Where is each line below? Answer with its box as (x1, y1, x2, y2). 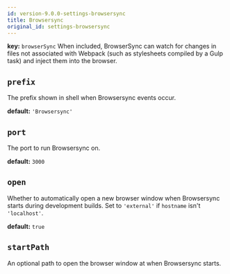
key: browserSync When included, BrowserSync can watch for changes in (7, 42, 217, 51)
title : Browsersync (7, 17, 64, 24)
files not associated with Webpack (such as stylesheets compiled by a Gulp (7, 49, 224, 58)
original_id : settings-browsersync (7, 23, 110, 30)
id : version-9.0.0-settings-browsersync (7, 10, 126, 17)
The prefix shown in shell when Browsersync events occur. (7, 94, 176, 102)
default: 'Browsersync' (7, 107, 73, 115)
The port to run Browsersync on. (7, 144, 101, 152)
